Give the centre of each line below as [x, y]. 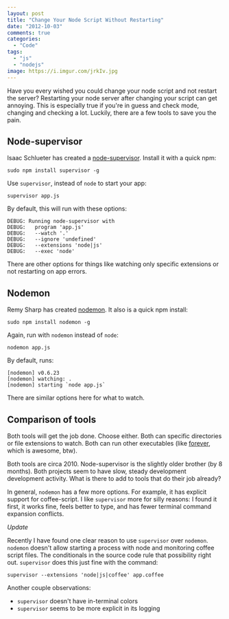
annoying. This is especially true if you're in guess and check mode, [103, 105]
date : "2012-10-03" [35, 26]
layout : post [26, 13]
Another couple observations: [49, 587]
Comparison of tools [52, 419]
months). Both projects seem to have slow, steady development [97, 471]
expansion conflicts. [36, 514]
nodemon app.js [29, 348]
